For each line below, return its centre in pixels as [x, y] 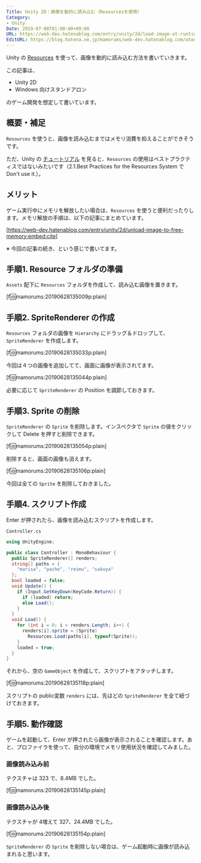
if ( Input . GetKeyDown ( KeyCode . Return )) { [69, 592]
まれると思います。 [30, 854]
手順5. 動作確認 [34, 724]
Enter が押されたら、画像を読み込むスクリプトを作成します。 [81, 519]
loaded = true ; [36, 647]
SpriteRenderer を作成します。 [44, 341]
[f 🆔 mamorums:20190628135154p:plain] [56, 834]
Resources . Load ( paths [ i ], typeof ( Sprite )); [83, 636]
